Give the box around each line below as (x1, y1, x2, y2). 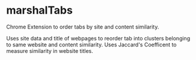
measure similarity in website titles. (6, 47, 93, 54)
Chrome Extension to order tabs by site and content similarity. (6, 23, 159, 30)
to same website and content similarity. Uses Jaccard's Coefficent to (6, 41, 177, 48)
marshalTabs (6, 4, 73, 17)
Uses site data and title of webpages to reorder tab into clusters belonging (6, 34, 191, 42)
